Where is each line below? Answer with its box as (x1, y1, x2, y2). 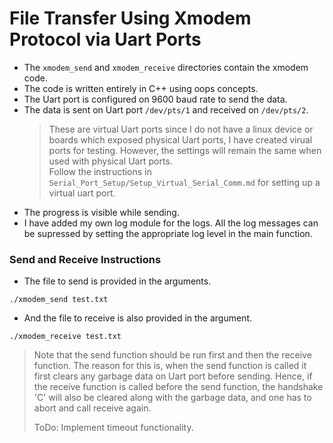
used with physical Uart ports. (48, 155, 173, 167)
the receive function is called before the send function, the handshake (33, 381, 324, 393)
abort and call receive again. (33, 402, 152, 414)
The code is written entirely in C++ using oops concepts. (23, 82, 259, 94)
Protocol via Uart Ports (9, 28, 202, 51)
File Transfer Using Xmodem (9, 7, 252, 30)
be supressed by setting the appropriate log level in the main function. (23, 227, 313, 239)
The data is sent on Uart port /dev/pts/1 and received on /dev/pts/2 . (23, 103, 309, 116)
